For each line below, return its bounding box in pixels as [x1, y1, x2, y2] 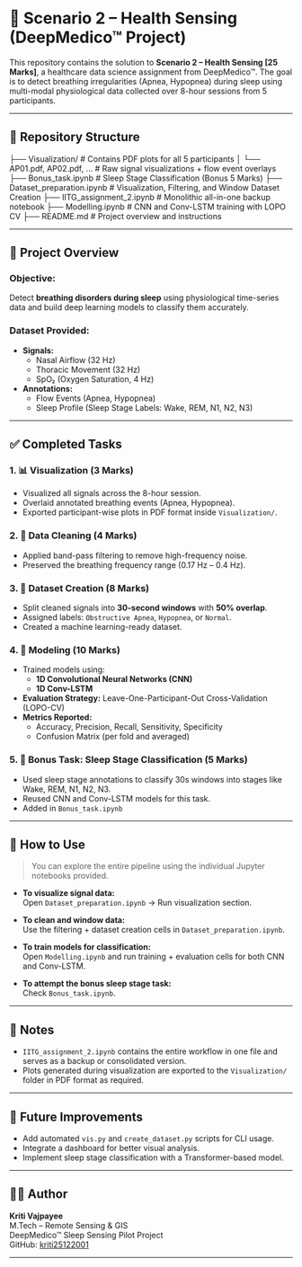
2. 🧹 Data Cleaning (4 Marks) [9, 529, 138, 542]
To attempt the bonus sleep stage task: [22, 979, 173, 989]
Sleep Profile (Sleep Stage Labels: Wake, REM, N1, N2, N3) [35, 402, 253, 412]
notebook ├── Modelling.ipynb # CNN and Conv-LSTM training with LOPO [9, 201, 286, 212]
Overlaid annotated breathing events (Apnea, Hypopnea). [22, 498, 235, 509]
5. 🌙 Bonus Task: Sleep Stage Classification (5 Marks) [9, 754, 249, 766]
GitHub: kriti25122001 [9, 1239, 90, 1250]
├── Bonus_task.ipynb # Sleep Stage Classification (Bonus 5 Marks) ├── [9, 173, 283, 183]
